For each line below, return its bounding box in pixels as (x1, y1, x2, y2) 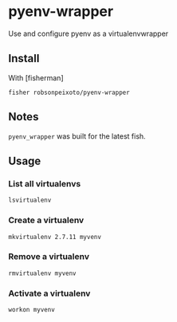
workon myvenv (8, 306, 56, 314)
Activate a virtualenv (8, 288, 91, 299)
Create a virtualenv (8, 214, 85, 226)
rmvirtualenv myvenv (8, 269, 77, 277)
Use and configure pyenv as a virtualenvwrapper (8, 29, 169, 38)
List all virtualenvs (8, 178, 81, 189)
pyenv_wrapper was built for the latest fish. (8, 131, 146, 141)
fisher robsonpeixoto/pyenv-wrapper (8, 88, 130, 96)
